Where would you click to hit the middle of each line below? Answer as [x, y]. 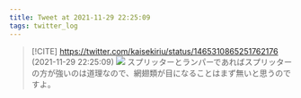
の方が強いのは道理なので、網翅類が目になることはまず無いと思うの [157, 73]
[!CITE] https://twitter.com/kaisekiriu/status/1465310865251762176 [155, 51]
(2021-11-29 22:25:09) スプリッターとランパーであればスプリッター [161, 61]
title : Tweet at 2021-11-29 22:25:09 [80, 17]
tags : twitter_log [44, 26]
